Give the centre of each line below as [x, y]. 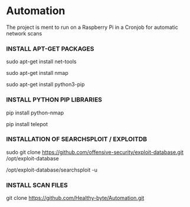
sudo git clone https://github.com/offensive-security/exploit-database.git [95, 152]
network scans [24, 33]
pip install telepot [27, 124]
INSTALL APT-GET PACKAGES [50, 48]
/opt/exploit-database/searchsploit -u [52, 170]
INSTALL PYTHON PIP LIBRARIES [54, 100]
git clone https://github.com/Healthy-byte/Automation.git [75, 198]
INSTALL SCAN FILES [37, 185]
